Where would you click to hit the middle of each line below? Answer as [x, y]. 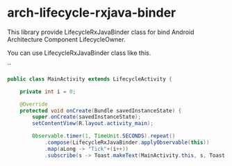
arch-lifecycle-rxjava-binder [92, 13]
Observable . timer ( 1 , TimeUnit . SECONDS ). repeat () [104, 136]
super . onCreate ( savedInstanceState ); [86, 117]
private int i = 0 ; [48, 92]
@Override [34, 104]
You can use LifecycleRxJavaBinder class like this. [79, 53]
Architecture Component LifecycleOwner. [67, 39]
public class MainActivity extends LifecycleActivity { [90, 79]
